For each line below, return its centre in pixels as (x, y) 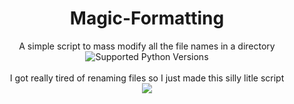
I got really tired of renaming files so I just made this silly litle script (147, 78)
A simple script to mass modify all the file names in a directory (147, 46)
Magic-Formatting (147, 18)
